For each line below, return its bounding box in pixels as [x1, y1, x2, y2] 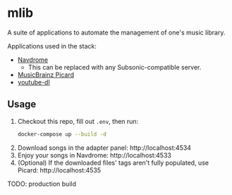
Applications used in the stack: [7, 42, 97, 50]
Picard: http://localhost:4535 [17, 165, 101, 174]
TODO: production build [7, 180, 76, 188]
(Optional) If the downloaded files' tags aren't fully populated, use [17, 158, 209, 167]
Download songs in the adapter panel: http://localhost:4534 [17, 143, 192, 152]
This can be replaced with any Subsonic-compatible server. [28, 63, 202, 71]
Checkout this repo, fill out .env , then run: [17, 117, 139, 125]
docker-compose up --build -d [17, 130, 107, 138]
